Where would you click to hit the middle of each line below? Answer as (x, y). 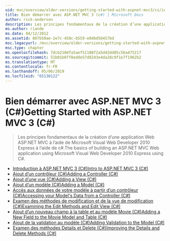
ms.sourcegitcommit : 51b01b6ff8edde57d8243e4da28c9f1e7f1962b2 (73, 57)
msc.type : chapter (25, 48)
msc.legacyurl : (21, 43)
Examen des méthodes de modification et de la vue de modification (83, 201)
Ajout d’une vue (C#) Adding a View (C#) (55, 179)
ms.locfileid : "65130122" (32, 76)
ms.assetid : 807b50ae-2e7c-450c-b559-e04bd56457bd (60, 39)
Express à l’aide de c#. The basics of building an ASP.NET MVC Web (88, 147)
